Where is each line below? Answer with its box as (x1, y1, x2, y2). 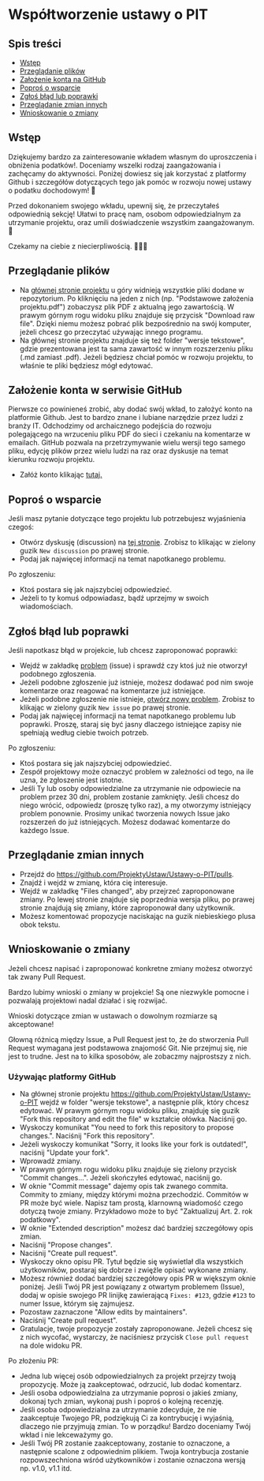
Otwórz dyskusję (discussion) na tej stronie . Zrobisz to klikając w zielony (19, 538, 256, 547)
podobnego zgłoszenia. (19, 669, 97, 679)
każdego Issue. (19, 826, 69, 835)
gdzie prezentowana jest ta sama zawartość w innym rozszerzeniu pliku (19, 343, 254, 353)
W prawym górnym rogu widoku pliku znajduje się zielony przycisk (19, 1164, 237, 1174)
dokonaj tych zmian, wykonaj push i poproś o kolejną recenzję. (19, 1396, 224, 1406)
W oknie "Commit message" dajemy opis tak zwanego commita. (19, 1181, 229, 1190)
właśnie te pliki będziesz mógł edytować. (19, 361, 154, 370)
